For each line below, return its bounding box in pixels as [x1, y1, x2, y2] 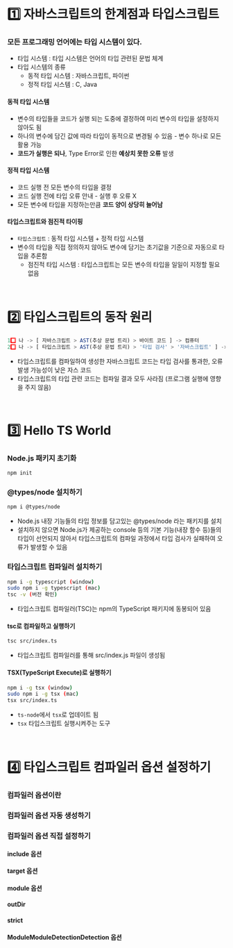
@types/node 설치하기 [7, 488, 83, 497]
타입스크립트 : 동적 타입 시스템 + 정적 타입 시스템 [17, 234, 144, 243]
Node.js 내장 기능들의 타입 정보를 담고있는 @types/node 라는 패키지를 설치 [17, 517, 222, 525]
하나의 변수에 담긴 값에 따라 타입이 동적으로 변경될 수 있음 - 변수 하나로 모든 [17, 131, 222, 140]
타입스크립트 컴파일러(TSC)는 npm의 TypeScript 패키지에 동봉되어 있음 [17, 605, 212, 613]
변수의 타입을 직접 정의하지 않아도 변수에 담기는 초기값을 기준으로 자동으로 [17, 243, 218, 251]
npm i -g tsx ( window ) [7, 684, 73, 691]
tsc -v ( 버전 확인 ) [7, 591, 58, 598]
